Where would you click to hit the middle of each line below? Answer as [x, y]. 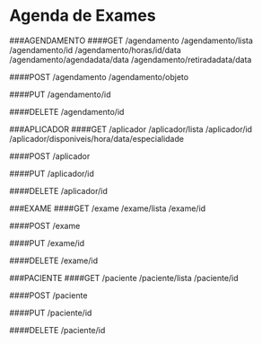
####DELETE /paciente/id [57, 330]
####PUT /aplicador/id [52, 173]
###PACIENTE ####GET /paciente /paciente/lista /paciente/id [124, 278]
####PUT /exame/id [47, 243]
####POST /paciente [48, 295]
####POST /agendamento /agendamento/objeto [99, 76]
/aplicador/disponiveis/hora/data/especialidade [96, 138]
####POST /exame [45, 225]
